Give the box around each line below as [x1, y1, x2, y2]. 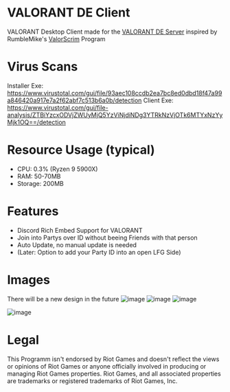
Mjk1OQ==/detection [7, 118, 67, 126]
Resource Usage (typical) [7, 142, 156, 158]
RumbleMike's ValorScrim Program [7, 34, 106, 43]
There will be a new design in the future [7, 295, 119, 303]
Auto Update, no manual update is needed [16, 240, 137, 249]
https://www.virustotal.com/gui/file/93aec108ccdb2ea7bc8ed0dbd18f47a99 [7, 89, 222, 97]
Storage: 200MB [16, 179, 64, 187]
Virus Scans [7, 59, 78, 75]
